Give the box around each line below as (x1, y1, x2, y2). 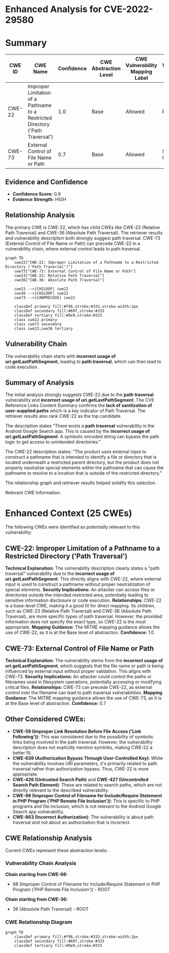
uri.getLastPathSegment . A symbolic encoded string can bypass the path (5, 433, 159, 439)
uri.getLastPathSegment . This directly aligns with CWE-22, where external (5, 576, 161, 582)
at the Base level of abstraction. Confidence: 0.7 (5, 700, 107, 706)
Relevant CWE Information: (5, 490, 61, 496)
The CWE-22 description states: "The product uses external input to (5, 449, 147, 455)
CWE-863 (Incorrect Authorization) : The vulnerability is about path (12, 814, 154, 820)
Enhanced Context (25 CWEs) (5, 507, 132, 519)
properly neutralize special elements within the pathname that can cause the (5, 465, 164, 471)
